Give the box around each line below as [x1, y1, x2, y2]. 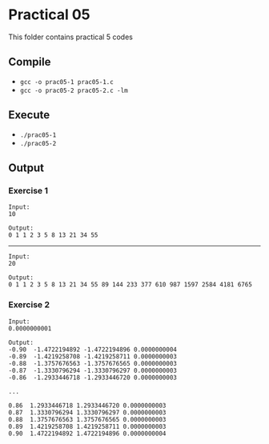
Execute [8, 108, 50, 122]
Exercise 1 [8, 185, 49, 196]
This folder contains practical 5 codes [8, 32, 134, 42]
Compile [8, 55, 51, 69]
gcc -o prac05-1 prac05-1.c [19, 78, 114, 86]
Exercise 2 [8, 299, 50, 310]
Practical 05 [8, 6, 90, 24]
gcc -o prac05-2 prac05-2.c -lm [19, 86, 128, 94]
